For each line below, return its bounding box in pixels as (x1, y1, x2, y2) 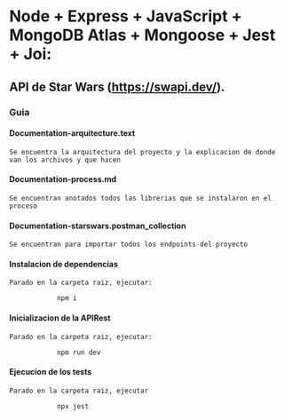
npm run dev (56, 348, 101, 357)
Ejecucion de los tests (9, 367, 92, 377)
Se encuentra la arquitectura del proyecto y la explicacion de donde (9, 147, 276, 156)
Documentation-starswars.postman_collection (9, 220, 186, 231)
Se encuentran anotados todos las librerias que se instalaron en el (9, 194, 272, 202)
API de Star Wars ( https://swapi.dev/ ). (9, 79, 225, 94)
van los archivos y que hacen (9, 155, 122, 164)
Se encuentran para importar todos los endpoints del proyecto (9, 240, 248, 250)
